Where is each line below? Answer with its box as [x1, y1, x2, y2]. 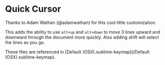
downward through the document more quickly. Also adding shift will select [5, 34, 159, 40]
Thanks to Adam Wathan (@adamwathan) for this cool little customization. [5, 20, 157, 25]
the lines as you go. [5, 39, 45, 45]
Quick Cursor [5, 3, 61, 15]
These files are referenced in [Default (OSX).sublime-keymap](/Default [5, 49, 150, 55]
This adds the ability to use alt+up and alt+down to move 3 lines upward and [5, 29, 161, 35]
